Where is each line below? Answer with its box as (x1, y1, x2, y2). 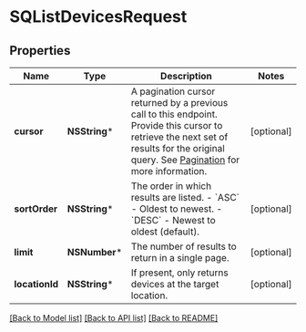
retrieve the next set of (130, 130, 229, 143)
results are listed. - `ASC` (130, 192, 240, 203)
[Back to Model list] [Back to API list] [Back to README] (9, 313, 219, 323)
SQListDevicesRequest (9, 6, 188, 27)
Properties (9, 43, 71, 58)
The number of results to (130, 240, 237, 253)
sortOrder (14, 202, 58, 215)
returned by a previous (130, 97, 229, 109)
